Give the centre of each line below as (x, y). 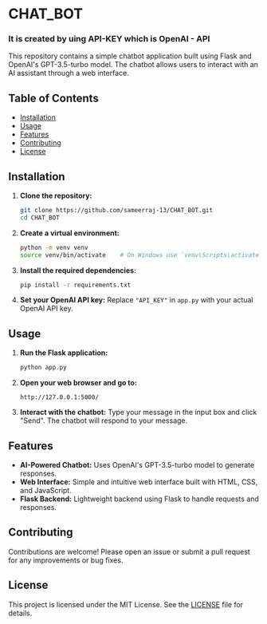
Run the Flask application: (64, 353)
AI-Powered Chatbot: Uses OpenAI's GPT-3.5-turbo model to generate (137, 464)
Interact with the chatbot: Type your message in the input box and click (138, 413)
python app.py (43, 368)
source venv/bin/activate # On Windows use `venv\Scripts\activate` (141, 255)
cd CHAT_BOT (39, 217)
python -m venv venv (54, 247)
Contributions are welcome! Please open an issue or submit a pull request (130, 551)
